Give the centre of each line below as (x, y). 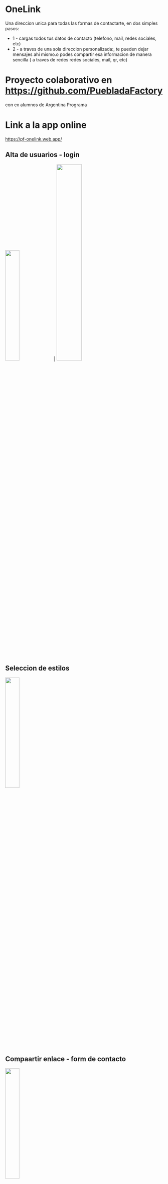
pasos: (12, 28)
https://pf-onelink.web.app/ (34, 139)
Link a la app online (46, 125)
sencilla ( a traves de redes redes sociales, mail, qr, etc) (70, 59)
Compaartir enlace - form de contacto (66, 1059)
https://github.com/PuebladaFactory (84, 91)
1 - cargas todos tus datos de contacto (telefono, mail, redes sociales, (85, 38)
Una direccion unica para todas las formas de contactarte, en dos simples (81, 23)
